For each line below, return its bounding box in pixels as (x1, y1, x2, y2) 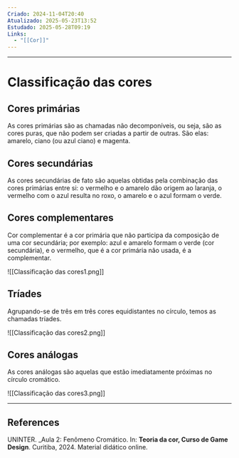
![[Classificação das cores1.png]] (7, 267, 105, 276)
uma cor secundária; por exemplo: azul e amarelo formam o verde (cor (7, 238, 215, 246)
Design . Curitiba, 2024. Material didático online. (7, 443, 148, 452)
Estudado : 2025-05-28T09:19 (7, 24, 91, 31)
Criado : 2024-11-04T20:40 (7, 10, 84, 18)
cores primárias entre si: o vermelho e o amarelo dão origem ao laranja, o (7, 183, 223, 192)
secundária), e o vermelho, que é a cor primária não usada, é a (7, 246, 192, 254)
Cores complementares (7, 212, 114, 224)
